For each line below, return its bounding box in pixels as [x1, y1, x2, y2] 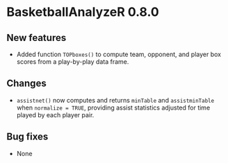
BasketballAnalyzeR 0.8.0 [6, 4, 159, 20]
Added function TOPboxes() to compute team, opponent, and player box [16, 50, 222, 58]
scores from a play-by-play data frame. [16, 58, 129, 66]
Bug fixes [6, 131, 49, 143]
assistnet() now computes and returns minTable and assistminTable [16, 96, 215, 104]
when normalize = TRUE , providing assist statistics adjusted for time [16, 103, 211, 112]
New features [6, 32, 67, 44]
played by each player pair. [16, 110, 95, 119]
